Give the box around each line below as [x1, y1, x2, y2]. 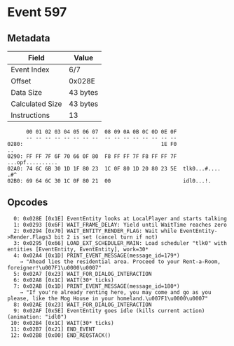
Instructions [11, 110, 50, 120]
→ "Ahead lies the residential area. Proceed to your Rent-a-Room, [20, 258, 221, 265]
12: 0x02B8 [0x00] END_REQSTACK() [10, 331, 111, 339]
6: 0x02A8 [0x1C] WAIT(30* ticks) [13, 277, 114, 284]
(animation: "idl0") [7, 313, 68, 320]
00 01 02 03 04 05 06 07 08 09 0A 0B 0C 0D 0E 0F [25, 128, 177, 135]
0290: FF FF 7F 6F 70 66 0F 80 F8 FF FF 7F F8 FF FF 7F [7, 153, 177, 160]
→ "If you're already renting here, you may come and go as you [20, 288, 212, 295]
